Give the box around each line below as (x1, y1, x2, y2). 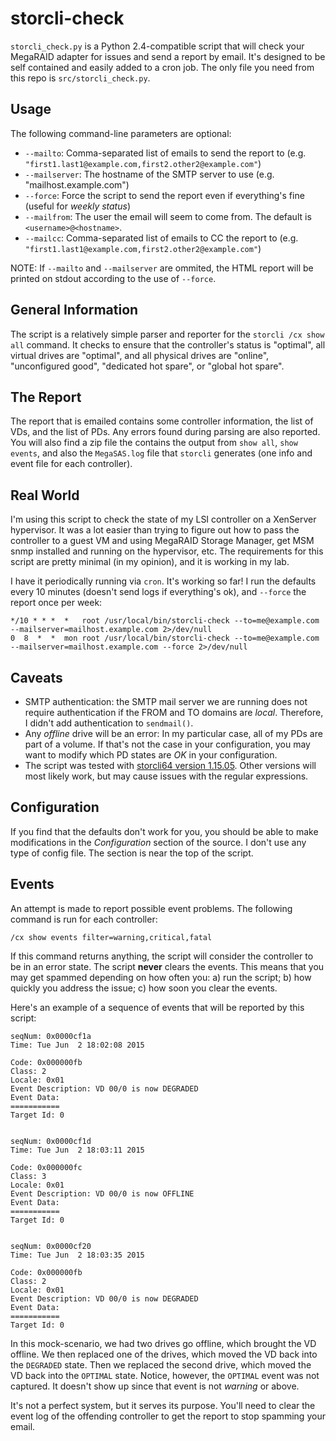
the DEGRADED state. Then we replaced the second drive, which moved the (10, 1358, 312, 1371)
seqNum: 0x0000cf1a (10, 1031, 92, 1041)
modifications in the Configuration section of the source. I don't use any (10, 836, 307, 848)
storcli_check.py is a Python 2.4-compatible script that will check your (10, 40, 305, 52)
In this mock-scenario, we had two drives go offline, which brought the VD (10, 1337, 317, 1349)
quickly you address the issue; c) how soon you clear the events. (10, 982, 278, 994)
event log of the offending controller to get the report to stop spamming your (10, 1410, 326, 1422)
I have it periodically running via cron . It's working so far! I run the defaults (10, 575, 317, 587)
